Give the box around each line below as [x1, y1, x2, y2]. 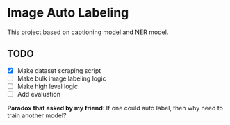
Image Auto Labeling [7, 5, 129, 21]
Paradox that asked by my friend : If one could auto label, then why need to [7, 104, 224, 112]
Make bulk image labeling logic [17, 74, 106, 83]
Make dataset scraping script [17, 66, 101, 74]
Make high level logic [17, 82, 79, 90]
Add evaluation [17, 90, 61, 98]
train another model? [7, 111, 67, 119]
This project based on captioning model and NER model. [7, 28, 169, 36]
